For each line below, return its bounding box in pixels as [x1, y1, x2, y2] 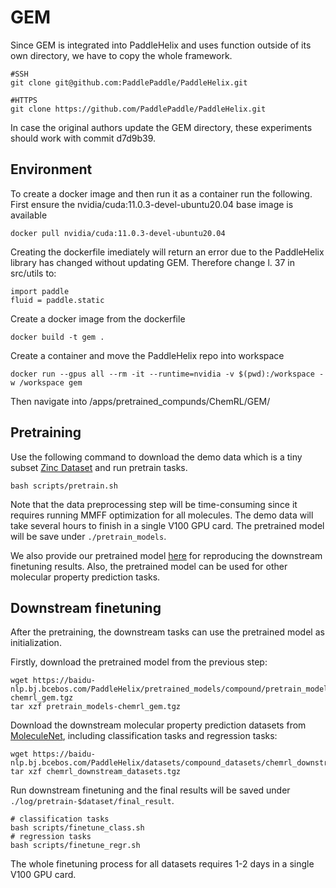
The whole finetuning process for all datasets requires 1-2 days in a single [10, 858, 315, 870]
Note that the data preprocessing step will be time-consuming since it [10, 498, 298, 510]
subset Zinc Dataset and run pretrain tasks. [10, 461, 188, 473]
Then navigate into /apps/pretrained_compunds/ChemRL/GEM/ [10, 395, 271, 407]
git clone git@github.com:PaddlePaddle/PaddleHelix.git [10, 77, 248, 88]
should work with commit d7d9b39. [10, 132, 157, 144]
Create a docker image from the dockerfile [10, 312, 186, 325]
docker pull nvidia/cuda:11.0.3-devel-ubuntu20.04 [10, 228, 226, 238]
